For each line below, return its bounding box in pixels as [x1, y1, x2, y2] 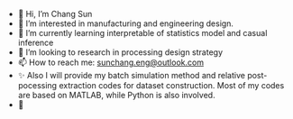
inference [17, 37, 54, 48]
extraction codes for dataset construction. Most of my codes [58, 80, 285, 90]
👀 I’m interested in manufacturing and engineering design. [17, 18, 234, 29]
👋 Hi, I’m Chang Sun [17, 9, 93, 19]
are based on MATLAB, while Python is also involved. [17, 90, 215, 100]
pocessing [17, 80, 57, 90]
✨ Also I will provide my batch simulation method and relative [17, 70, 246, 80]
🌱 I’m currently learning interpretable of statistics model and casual [17, 28, 268, 38]
